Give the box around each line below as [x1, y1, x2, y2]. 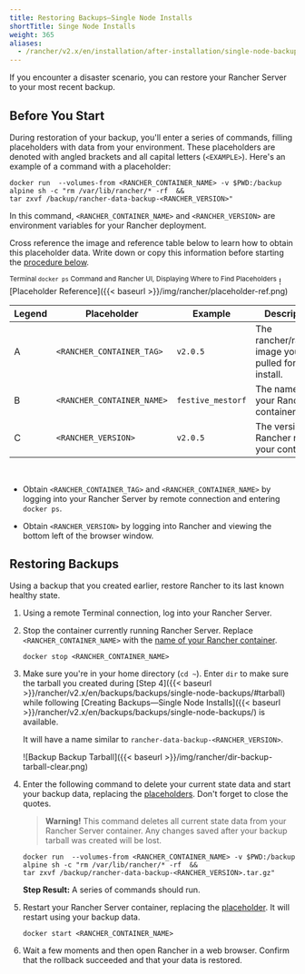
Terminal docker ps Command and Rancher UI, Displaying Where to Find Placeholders [9, 274, 277, 283]
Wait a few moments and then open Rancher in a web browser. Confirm [22, 945, 290, 956]
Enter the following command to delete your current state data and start [22, 779, 291, 790]
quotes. [22, 798, 52, 809]
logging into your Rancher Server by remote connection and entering [22, 493, 280, 504]
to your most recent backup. [9, 82, 116, 93]
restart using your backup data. [22, 911, 141, 922]
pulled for [255, 356, 297, 369]
